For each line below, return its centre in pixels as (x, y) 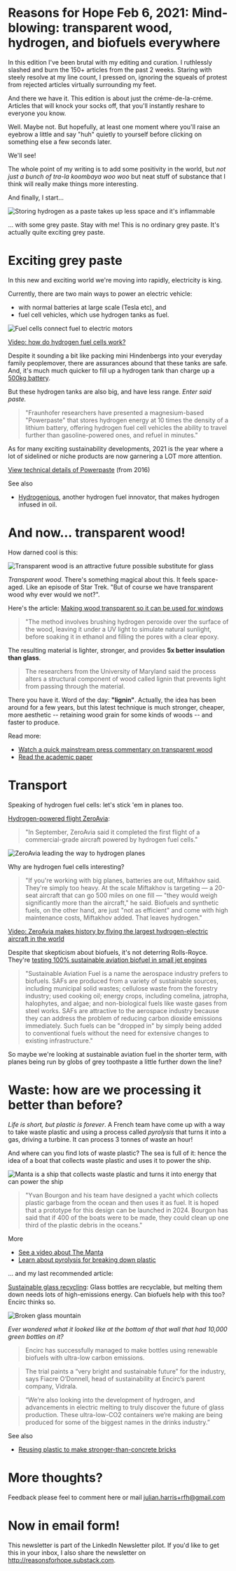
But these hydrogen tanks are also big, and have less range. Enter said (110, 391)
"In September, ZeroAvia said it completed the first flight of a (112, 832)
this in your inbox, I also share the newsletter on (77, 1552)
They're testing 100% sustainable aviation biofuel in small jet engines (107, 960)
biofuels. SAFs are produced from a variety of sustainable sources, (122, 981)
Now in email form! (64, 1525)
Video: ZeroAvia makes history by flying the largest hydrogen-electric (108, 931)
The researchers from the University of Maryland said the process (120, 671)
